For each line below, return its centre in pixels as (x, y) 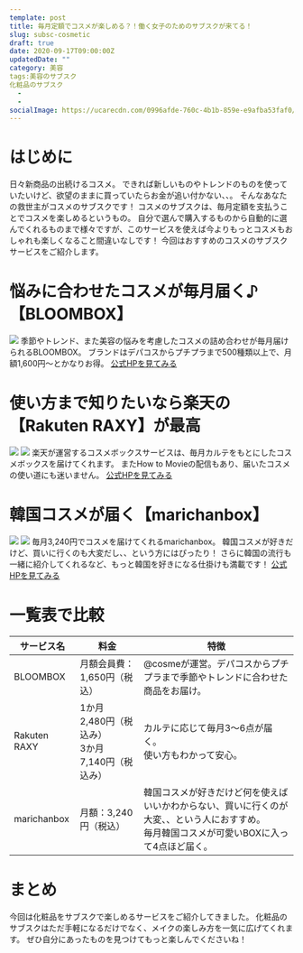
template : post (38, 18)
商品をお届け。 (175, 690)
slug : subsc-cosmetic (50, 34)
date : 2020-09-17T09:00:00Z (62, 51)
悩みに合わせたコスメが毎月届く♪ (134, 292)
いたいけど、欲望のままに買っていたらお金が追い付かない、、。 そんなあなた (148, 196)
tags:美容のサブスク (43, 77)
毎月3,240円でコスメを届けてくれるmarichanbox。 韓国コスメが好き (158, 541)
